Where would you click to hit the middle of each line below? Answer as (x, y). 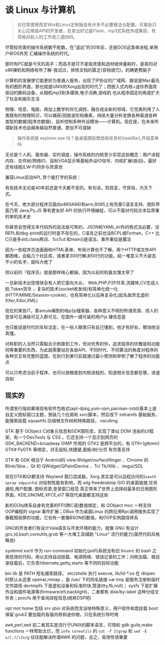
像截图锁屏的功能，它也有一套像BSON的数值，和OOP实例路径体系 (72, 517)
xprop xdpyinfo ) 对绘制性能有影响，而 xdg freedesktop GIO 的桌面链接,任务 (82, 482)
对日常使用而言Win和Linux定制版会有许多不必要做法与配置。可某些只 (87, 25)
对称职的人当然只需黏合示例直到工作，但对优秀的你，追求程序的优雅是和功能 (82, 343)
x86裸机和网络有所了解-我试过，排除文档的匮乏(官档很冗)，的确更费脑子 (78, 70)
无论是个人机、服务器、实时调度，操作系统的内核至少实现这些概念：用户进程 (82, 155)
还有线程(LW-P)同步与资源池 (34, 167)
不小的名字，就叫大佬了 (29, 262)
